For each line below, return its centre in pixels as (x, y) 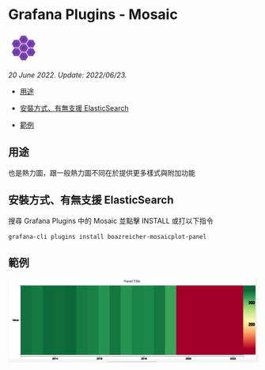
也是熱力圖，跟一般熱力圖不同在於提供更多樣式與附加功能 (102, 172)
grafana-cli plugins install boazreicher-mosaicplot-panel (108, 236)
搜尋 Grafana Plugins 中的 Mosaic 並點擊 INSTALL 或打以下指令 (111, 221)
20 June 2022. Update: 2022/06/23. (68, 75)
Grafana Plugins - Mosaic (93, 15)
